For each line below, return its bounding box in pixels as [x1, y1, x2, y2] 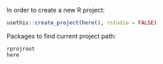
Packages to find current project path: [6, 31, 116, 40]
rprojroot [6, 45, 36, 52]
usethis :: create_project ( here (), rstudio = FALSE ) [6, 19, 157, 26]
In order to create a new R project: [6, 6, 106, 14]
